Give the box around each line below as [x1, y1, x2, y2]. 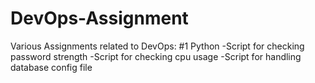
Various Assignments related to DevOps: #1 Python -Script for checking [10, 40, 305, 52]
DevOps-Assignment [10, 7, 189, 30]
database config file [10, 61, 93, 73]
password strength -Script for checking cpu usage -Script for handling [10, 50, 302, 62]
